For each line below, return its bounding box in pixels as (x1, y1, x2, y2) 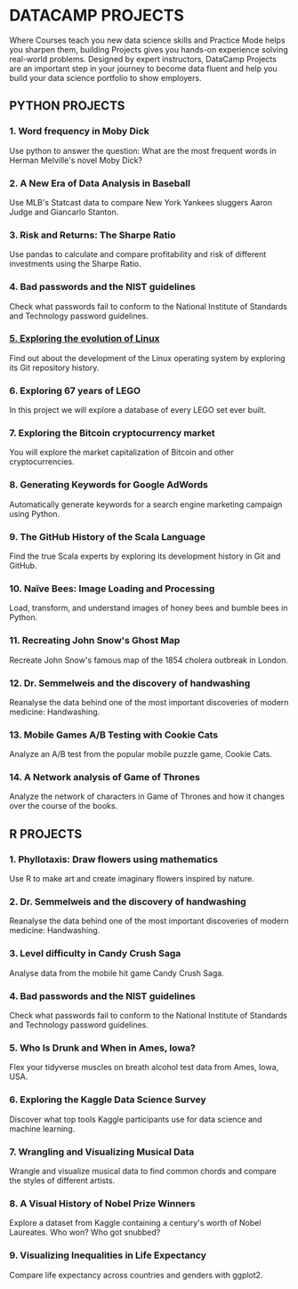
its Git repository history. (9, 362, 100, 373)
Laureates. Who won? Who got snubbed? (9, 1227, 161, 1237)
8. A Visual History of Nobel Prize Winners (9, 1197, 196, 1210)
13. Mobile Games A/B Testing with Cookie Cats (9, 729, 219, 741)
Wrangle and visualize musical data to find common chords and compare (9, 1165, 278, 1176)
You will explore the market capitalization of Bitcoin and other (9, 447, 234, 458)
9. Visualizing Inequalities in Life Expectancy (9, 1249, 207, 1261)
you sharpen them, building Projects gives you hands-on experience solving (9, 44, 289, 54)
